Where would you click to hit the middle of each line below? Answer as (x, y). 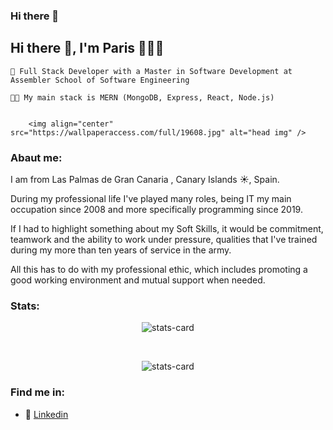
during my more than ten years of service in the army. (121, 250)
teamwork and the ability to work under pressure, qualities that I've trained (164, 240)
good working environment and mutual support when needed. (138, 280)
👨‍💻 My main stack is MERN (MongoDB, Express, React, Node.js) (142, 97)
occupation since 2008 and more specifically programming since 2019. (156, 210)
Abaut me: (36, 157)
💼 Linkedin (46, 414)
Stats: (25, 306)
